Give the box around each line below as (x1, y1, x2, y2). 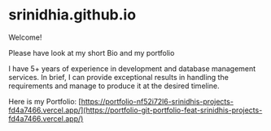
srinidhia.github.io (8, 6, 137, 24)
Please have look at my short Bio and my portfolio (8, 48, 175, 57)
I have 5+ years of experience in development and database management (8, 63, 256, 74)
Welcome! (8, 32, 42, 42)
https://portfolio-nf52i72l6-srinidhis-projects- (81, 96, 234, 106)
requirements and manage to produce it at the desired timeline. (8, 81, 220, 91)
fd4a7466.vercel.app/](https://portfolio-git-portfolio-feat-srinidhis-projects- (8, 105, 263, 115)
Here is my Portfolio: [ (8, 96, 81, 106)
